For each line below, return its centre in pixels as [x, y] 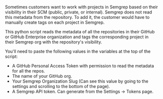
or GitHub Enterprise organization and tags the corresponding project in [77, 37]
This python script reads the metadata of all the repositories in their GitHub [80, 32]
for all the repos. [28, 71]
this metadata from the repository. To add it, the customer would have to [77, 17]
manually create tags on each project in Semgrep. [55, 22]
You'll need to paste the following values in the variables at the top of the [78, 51]
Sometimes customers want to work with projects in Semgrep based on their [81, 7]
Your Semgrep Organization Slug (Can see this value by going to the [80, 81]
